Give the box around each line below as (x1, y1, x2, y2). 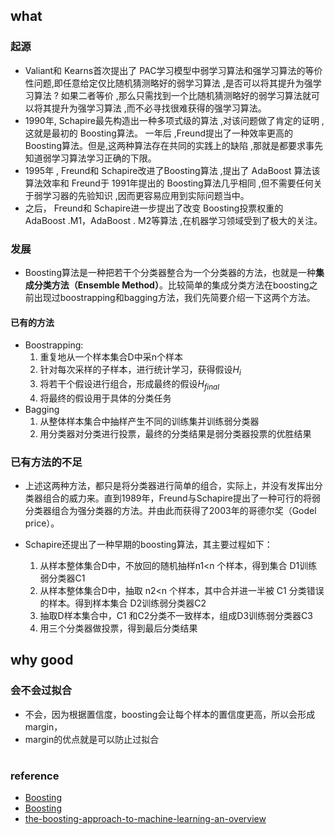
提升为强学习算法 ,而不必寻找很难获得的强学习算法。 (51, 102, 267, 114)
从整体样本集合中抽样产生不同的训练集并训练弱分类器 (39, 415, 260, 427)
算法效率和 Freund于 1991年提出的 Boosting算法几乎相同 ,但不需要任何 (24, 177, 314, 189)
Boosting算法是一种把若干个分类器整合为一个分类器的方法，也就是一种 (24, 266, 316, 278)
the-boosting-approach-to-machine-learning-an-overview (24, 813, 267, 825)
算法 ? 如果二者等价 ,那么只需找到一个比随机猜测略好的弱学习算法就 (33, 89, 312, 101)
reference (10, 769, 60, 783)
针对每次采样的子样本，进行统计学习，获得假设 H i (39, 364, 242, 378)
